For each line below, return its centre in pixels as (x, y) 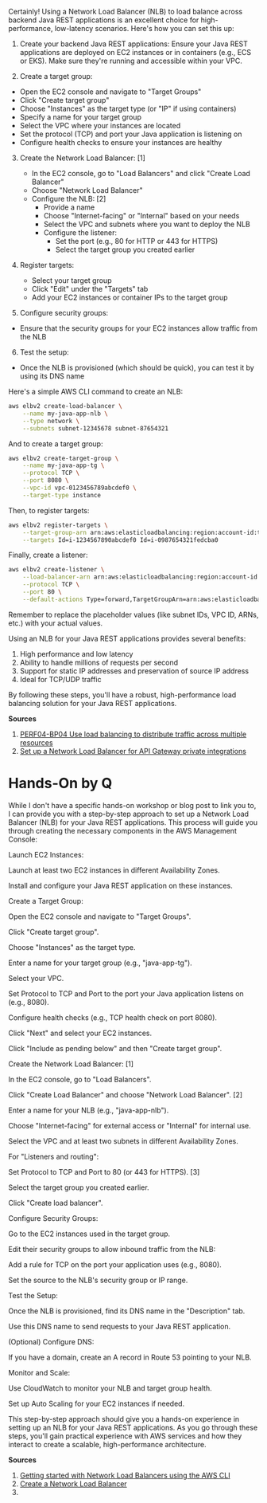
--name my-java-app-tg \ (64, 465)
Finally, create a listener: (48, 555)
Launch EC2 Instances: (46, 854)
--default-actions (53, 599)
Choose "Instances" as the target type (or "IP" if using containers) (128, 108)
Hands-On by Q (60, 783)
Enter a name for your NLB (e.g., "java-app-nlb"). (89, 1110)
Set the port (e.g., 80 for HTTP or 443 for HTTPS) (137, 241)
